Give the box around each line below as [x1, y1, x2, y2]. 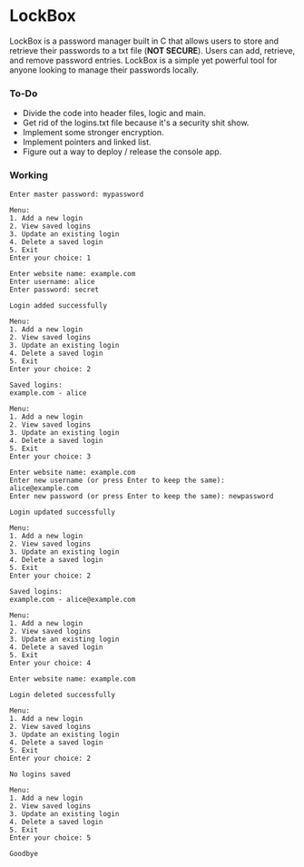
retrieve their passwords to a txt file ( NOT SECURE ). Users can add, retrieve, [9, 44, 296, 55]
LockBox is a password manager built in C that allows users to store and [9, 35, 279, 46]
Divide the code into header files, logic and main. [22, 108, 206, 119]
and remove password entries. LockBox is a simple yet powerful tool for [9, 54, 278, 65]
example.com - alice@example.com [9, 595, 136, 604]
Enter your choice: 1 [9, 253, 92, 262]
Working [9, 169, 48, 182]
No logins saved [9, 769, 71, 779]
